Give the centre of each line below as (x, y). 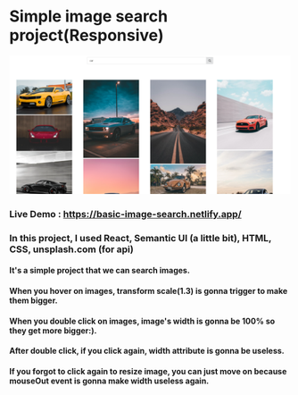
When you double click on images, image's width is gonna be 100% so (142, 321)
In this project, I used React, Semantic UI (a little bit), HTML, (141, 238)
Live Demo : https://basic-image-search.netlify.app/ (126, 214)
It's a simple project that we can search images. (99, 271)
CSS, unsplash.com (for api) (71, 249)
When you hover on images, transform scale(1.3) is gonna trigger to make (149, 291)
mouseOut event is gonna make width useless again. (109, 381)
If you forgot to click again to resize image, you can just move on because (148, 371)
